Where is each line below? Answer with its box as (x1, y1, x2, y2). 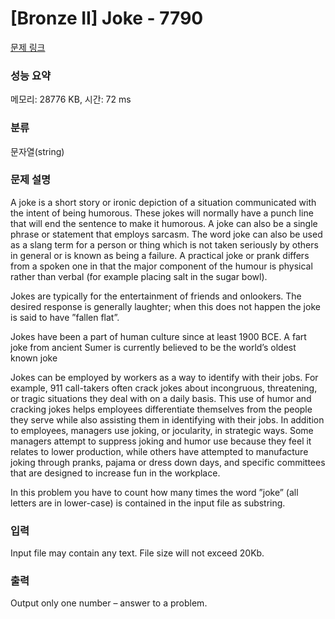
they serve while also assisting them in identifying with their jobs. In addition (10, 413, 325, 426)
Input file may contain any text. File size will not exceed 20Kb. (10, 547, 265, 559)
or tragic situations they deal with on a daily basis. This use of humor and (10, 392, 312, 404)
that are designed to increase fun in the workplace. (10, 467, 221, 479)
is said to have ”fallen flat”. (10, 311, 120, 323)
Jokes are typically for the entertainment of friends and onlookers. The (10, 290, 302, 302)
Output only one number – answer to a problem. (10, 597, 208, 609)
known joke (10, 352, 58, 364)
